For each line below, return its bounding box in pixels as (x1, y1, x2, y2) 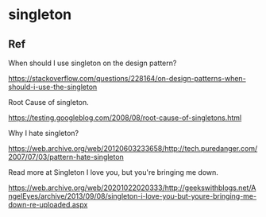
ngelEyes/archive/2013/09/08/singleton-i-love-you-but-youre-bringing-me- (8, 192, 256, 200)
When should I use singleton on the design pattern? (8, 58, 177, 68)
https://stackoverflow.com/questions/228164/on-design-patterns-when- (8, 74, 246, 83)
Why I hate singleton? (8, 129, 79, 138)
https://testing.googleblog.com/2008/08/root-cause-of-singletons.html (8, 113, 242, 122)
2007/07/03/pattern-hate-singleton (8, 153, 125, 161)
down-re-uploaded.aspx (8, 200, 88, 209)
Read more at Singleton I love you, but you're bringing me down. (8, 168, 218, 176)
